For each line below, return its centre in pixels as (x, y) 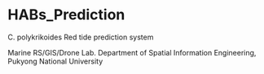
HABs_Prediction (66, 15)
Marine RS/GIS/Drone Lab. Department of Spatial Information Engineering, (132, 52)
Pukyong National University (55, 61)
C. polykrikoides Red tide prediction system (81, 37)
